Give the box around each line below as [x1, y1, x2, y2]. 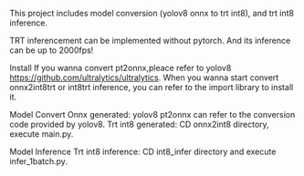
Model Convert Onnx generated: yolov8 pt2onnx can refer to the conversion [9, 109, 296, 119]
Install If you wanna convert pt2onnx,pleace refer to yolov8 [9, 63, 232, 73]
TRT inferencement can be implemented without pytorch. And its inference [9, 36, 291, 46]
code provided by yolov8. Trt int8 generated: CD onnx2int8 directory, [9, 119, 269, 129]
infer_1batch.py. [9, 156, 68, 167]
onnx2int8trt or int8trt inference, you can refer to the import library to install [9, 82, 294, 92]
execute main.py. [9, 129, 74, 140]
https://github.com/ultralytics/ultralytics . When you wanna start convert [9, 72, 279, 83]
